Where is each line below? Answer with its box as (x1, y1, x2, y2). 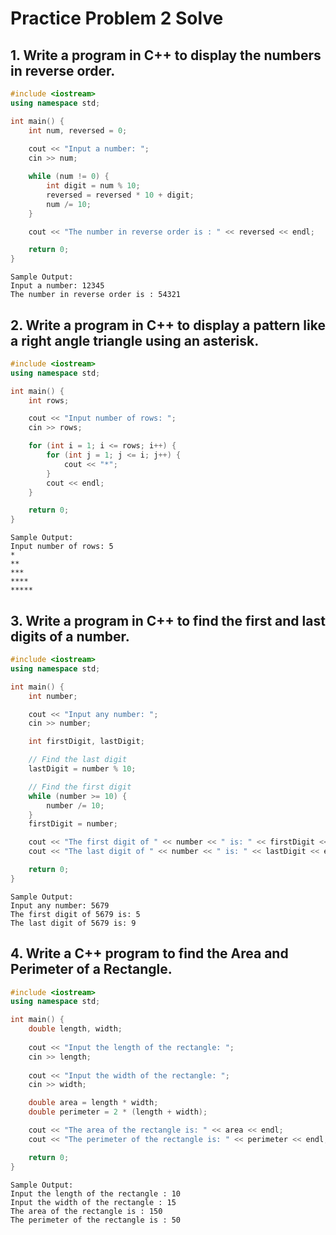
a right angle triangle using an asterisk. (10, 332, 260, 349)
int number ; (28, 691, 78, 701)
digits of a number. (10, 628, 130, 645)
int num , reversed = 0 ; (28, 125, 128, 136)
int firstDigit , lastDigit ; (28, 737, 145, 747)
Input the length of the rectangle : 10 (10, 1188, 182, 1199)
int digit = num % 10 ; (46, 181, 141, 191)
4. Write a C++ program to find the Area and (10, 945, 289, 962)
